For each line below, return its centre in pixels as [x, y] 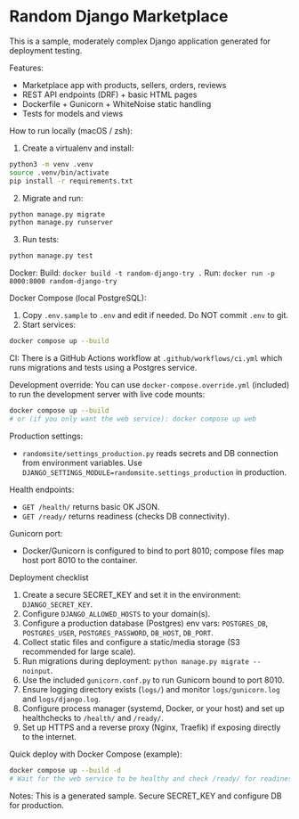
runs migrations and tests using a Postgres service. [103, 368]
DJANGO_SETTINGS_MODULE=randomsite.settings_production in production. [154, 472]
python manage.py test [51, 256]
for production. [36, 805]
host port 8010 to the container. [80, 560]
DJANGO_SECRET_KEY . [57, 604]
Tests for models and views [73, 113]
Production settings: [46, 436]
